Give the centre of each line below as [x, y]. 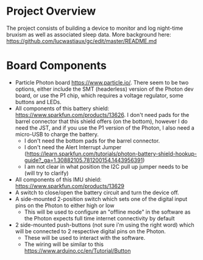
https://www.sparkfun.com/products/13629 [70, 186]
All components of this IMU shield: [58, 179]
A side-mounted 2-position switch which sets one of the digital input [101, 199]
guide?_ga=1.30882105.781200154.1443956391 [84, 160]
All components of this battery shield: [62, 108]
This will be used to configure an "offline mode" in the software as [107, 212]
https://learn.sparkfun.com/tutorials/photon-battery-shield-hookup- [112, 153]
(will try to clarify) [46, 173]
